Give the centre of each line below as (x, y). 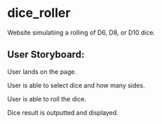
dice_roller (39, 13)
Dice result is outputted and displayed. (63, 112)
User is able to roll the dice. (47, 99)
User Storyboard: (46, 55)
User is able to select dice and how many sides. (76, 85)
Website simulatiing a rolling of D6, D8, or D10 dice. (81, 32)
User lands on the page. (42, 71)
